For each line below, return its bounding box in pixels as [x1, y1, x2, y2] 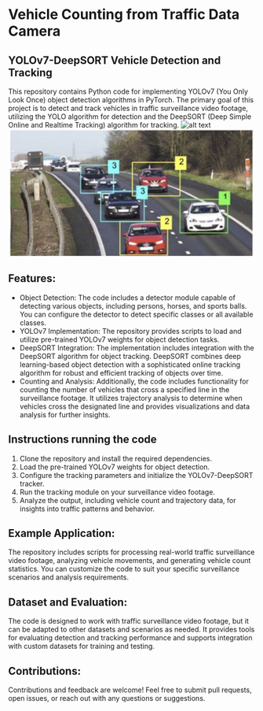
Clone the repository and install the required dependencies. [19, 454, 212, 463]
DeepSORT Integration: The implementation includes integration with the [19, 343, 255, 352]
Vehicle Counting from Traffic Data [8, 6, 240, 24]
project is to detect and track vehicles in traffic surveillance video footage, [8, 104, 249, 113]
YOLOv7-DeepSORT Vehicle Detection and [8, 54, 221, 67]
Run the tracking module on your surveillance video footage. [19, 487, 216, 497]
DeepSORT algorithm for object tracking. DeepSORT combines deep [19, 351, 242, 361]
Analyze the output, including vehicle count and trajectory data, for [19, 495, 237, 505]
